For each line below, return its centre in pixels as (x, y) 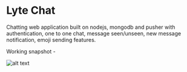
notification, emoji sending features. (51, 40)
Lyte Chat (31, 10)
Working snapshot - (31, 51)
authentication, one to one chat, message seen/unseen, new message (94, 33)
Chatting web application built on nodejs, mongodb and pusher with (91, 27)
